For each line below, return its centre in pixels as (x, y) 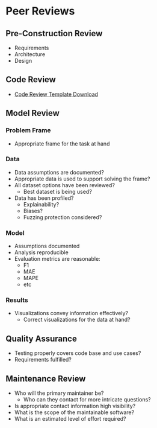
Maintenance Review (46, 378)
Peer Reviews (40, 11)
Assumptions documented (47, 246)
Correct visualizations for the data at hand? (77, 320)
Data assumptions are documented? (59, 172)
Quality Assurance (42, 338)
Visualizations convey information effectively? (71, 313)
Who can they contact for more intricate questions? (87, 400)
